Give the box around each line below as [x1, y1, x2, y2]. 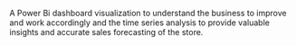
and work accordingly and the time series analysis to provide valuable [9, 17, 270, 28]
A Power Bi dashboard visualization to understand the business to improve [9, 8, 287, 18]
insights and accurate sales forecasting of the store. [9, 27, 204, 37]
